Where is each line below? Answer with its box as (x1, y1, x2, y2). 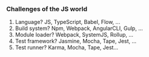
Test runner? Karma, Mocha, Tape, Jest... (15, 44, 119, 51)
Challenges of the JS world (6, 5, 88, 13)
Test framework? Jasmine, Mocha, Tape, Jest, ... (15, 38, 137, 45)
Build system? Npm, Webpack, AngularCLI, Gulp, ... (15, 25, 144, 32)
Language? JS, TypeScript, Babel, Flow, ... (15, 19, 121, 26)
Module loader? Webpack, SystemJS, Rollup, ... (15, 31, 134, 38)
